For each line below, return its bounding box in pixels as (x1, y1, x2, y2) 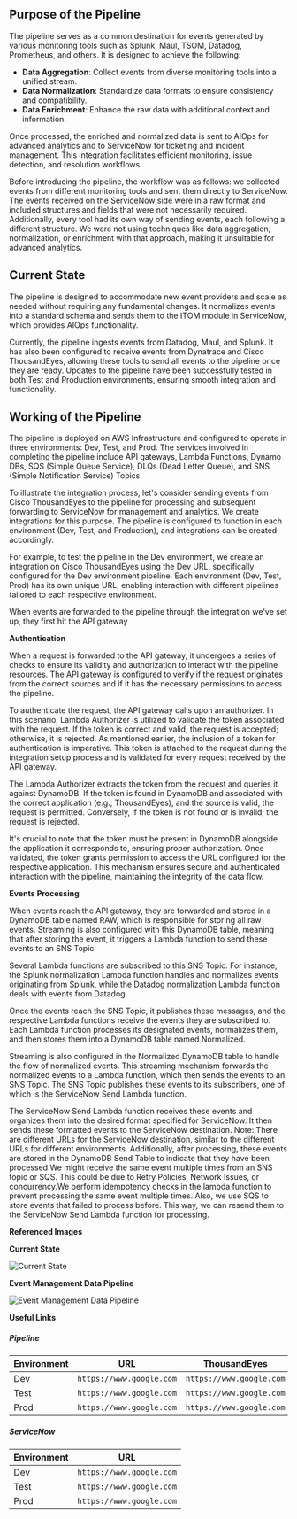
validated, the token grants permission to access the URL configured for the (9, 852, 286, 863)
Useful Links (9, 1313, 57, 1323)
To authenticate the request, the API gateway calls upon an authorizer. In (9, 705, 274, 716)
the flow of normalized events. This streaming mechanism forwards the (9, 1060, 269, 1071)
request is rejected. (9, 817, 80, 827)
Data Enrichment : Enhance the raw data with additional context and (21, 104, 270, 114)
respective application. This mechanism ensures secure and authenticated (9, 862, 281, 872)
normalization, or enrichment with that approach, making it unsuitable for (9, 232, 275, 243)
